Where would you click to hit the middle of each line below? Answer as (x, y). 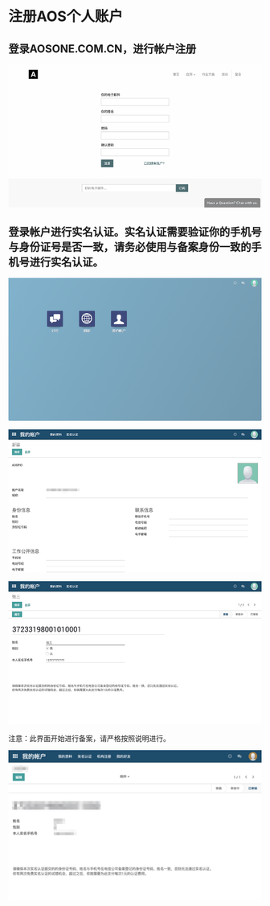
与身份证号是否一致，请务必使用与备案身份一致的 (130, 247)
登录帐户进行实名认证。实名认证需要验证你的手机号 (135, 232)
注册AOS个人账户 (65, 16)
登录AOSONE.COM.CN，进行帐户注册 (102, 49)
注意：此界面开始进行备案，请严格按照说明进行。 (89, 738)
